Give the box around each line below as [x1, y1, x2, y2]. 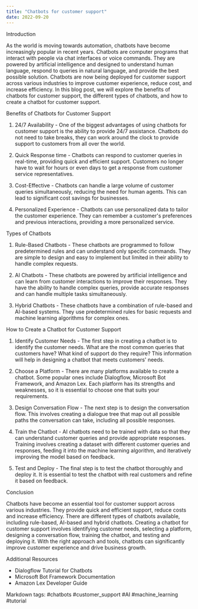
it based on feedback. [14, 477, 68, 484]
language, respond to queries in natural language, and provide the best [6, 67, 179, 74]
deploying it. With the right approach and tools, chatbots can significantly [6, 538, 185, 545]
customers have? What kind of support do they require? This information [14, 350, 192, 357]
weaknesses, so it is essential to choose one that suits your [14, 386, 160, 393]
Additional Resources [6, 555, 58, 562]
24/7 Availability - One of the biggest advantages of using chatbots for [14, 121, 187, 128]
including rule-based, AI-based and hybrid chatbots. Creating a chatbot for [6, 519, 189, 526]
